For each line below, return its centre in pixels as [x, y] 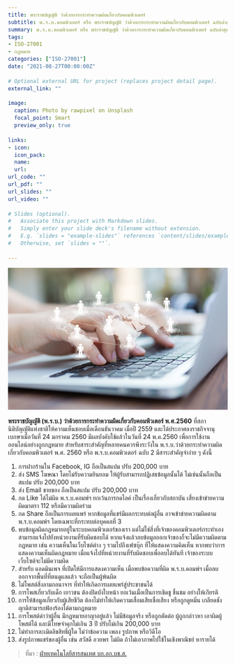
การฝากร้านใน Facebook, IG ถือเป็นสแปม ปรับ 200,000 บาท [93, 467]
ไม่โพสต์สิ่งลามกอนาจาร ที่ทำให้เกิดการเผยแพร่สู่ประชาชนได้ [85, 584]
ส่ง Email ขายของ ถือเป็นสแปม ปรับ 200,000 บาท [78, 490]
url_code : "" [27, 177]
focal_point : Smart [43, 118]
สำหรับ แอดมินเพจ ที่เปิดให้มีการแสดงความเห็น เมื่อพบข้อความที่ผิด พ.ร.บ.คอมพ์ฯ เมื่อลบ [118, 569]
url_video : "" [29, 199]
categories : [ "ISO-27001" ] [47, 59]
